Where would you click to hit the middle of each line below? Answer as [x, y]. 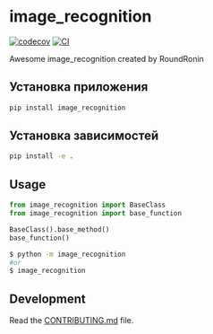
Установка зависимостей [84, 136]
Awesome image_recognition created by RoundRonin [106, 58]
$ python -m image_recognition [68, 254]
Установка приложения [79, 87]
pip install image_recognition [68, 108]
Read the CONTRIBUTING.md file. [72, 321]
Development [48, 299]
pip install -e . [42, 156]
